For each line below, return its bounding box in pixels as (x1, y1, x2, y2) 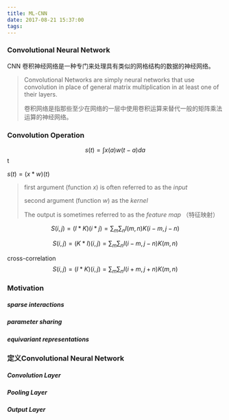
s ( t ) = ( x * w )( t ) (7, 169, 50, 178)
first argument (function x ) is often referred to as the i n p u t (23, 183, 188, 191)
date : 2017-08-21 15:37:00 (7, 16, 84, 23)
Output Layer (7, 406, 46, 414)
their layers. (23, 90, 58, 98)
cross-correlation (7, 254, 56, 262)
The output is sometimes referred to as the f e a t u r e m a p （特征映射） (23, 210, 219, 219)
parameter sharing (7, 318, 62, 326)
